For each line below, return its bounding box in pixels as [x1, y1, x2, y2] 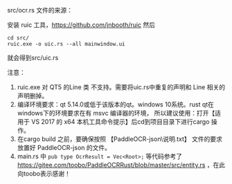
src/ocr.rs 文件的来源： [7, 6, 73, 14]
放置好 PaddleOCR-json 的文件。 [17, 144, 111, 151]
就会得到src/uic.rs [7, 54, 59, 62]
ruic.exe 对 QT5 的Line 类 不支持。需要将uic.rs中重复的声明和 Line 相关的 [17, 83, 226, 91]
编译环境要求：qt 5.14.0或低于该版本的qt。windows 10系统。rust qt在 [17, 100, 215, 109]
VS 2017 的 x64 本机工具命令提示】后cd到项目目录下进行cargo [30, 118, 210, 126]
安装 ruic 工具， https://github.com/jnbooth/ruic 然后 [7, 21, 156, 29]
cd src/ [7, 35, 30, 42]
